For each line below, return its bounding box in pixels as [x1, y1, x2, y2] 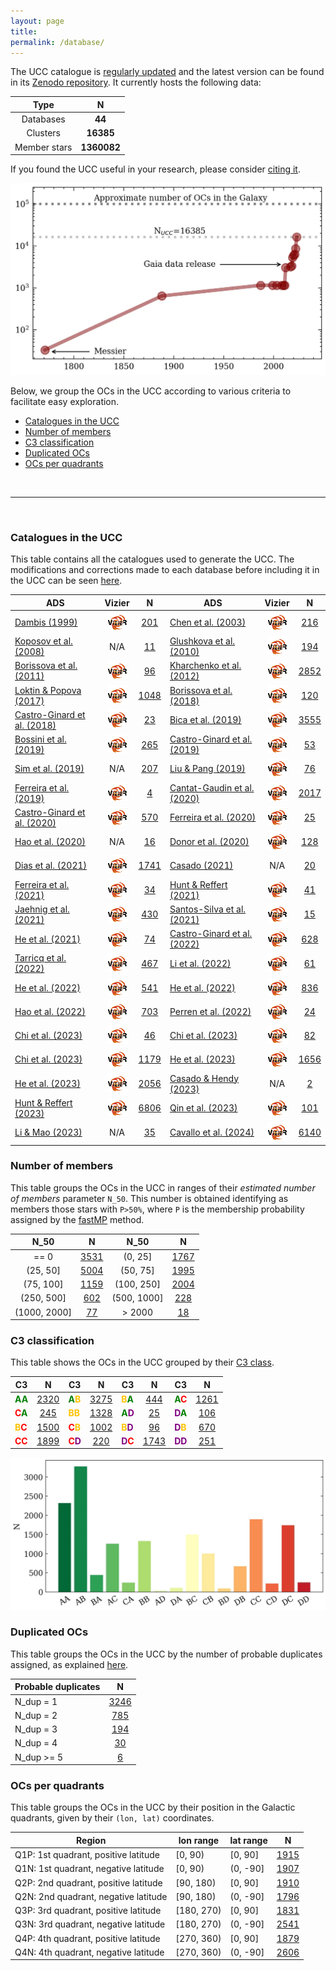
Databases [21, 113, 66, 125]
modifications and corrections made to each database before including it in [10, 564, 320, 576]
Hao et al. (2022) [14, 1005, 86, 1017]
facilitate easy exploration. [10, 395, 120, 407]
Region [76, 1834, 107, 1846]
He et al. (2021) [14, 933, 81, 945]
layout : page [10, 16, 65, 26]
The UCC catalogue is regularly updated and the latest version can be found [10, 66, 325, 78]
